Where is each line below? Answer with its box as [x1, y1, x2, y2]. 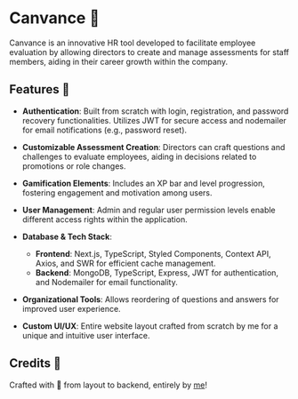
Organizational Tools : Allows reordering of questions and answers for [21, 293, 279, 305]
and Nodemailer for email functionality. [35, 276, 178, 287]
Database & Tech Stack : [21, 231, 113, 242]
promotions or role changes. [21, 160, 126, 172]
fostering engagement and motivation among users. [21, 187, 213, 198]
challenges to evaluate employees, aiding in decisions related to [21, 151, 257, 162]
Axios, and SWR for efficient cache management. [35, 258, 216, 268]
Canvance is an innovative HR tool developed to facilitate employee [9, 37, 256, 48]
